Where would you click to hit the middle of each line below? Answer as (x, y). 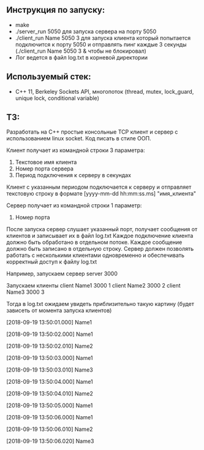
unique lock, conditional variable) (57, 98)
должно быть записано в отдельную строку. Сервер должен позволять (100, 249)
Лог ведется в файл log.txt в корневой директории (81, 57)
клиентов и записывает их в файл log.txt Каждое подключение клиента (100, 236)
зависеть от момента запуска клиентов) (59, 311)
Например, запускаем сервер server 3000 (62, 274)
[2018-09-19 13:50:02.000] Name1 (50, 334)
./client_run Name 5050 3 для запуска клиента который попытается (103, 38)
